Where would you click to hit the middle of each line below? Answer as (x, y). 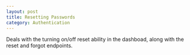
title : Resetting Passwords (41, 17)
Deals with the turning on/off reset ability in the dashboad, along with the (95, 40)
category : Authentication (38, 22)
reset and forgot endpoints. (39, 46)
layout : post (22, 12)
